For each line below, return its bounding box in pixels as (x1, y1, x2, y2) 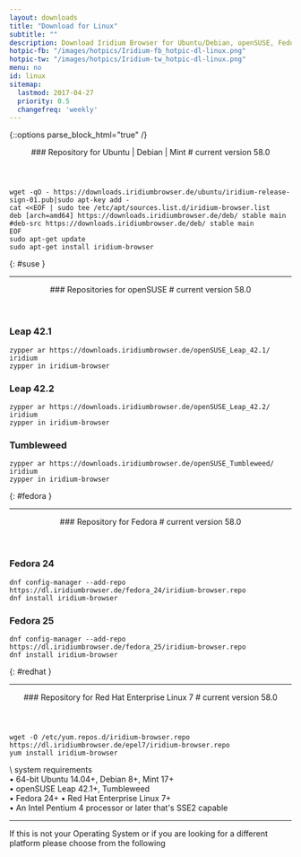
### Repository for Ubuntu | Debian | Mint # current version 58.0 (30, 147, 271, 158)
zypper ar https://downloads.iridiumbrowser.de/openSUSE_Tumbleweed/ (9, 459, 275, 468)
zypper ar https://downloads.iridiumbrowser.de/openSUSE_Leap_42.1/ (9, 345, 271, 354)
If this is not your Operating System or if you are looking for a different (9, 827, 269, 839)
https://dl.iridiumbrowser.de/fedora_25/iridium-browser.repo (9, 643, 246, 651)
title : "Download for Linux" (9, 22, 118, 31)
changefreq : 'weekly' (17, 105, 99, 114)
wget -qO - (9, 188, 50, 197)
